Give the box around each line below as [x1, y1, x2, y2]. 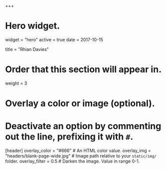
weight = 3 [5, 80, 27, 86]
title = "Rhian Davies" [5, 46, 49, 52]
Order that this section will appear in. [5, 64, 162, 75]
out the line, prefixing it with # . [5, 131, 134, 143]
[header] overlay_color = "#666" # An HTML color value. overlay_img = [5, 148, 151, 154]
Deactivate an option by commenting [5, 121, 162, 132]
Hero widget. [5, 20, 60, 31]
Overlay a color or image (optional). [5, 98, 156, 109]
